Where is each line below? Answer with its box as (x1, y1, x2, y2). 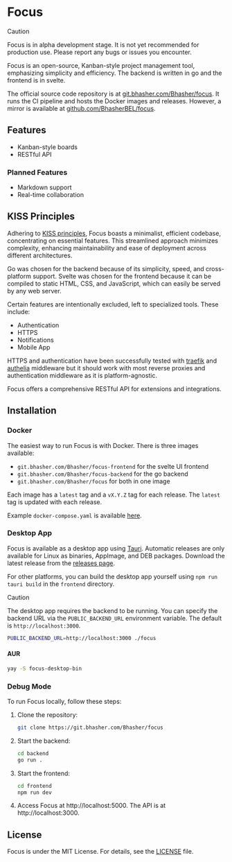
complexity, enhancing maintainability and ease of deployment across (7, 243, 206, 252)
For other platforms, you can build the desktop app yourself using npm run (7, 572, 218, 580)
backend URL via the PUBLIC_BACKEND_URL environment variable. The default (7, 614, 222, 622)
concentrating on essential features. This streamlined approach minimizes (7, 236, 218, 245)
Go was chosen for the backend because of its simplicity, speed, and (7, 264, 204, 273)
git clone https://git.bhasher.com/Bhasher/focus (17, 724, 164, 732)
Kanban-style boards (17, 143, 78, 151)
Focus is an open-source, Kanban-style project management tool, (7, 61, 195, 69)
